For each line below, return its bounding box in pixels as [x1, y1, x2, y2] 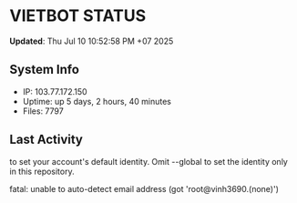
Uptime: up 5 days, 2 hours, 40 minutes [22, 96, 171, 107]
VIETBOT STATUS [9, 5, 147, 26]
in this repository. [9, 166, 75, 177]
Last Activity [9, 132, 84, 147]
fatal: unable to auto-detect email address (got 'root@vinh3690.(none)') [9, 183, 280, 194]
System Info [9, 62, 80, 77]
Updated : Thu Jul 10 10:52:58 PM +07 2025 [9, 36, 174, 46]
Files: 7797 [22, 106, 64, 117]
